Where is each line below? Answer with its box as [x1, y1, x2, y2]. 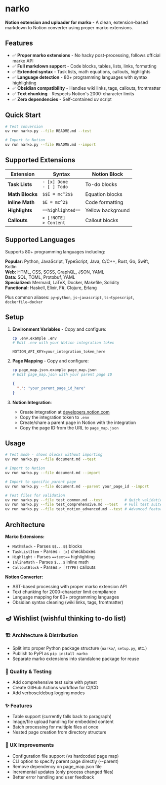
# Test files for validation [5, 493, 65, 498]
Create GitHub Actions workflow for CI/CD [12, 684, 99, 690]
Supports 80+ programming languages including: [5, 248, 105, 254]
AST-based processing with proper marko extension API [12, 584, 127, 589]
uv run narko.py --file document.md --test [5, 457, 96, 462]
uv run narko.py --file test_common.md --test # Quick [5, 497, 140, 502]
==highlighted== [42, 207, 81, 213]
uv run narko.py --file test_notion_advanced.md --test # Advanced [5, 507, 147, 512]
